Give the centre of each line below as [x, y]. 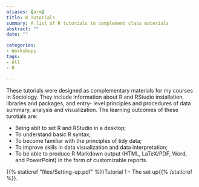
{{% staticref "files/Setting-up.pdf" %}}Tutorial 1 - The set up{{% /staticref [99, 172]
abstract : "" [23, 29]
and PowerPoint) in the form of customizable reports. [81, 160]
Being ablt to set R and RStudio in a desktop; [70, 128]
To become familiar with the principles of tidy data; [78, 140]
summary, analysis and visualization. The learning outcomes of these [92, 110]
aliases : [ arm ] [25, 12]
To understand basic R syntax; [53, 134]
